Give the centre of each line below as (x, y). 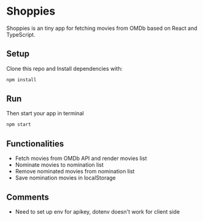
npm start (19, 125)
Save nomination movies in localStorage (65, 178)
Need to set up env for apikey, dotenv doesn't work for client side (97, 211)
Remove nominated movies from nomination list (75, 172)
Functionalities (35, 144)
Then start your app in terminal (45, 114)
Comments (28, 197)
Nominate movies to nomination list (59, 165)
